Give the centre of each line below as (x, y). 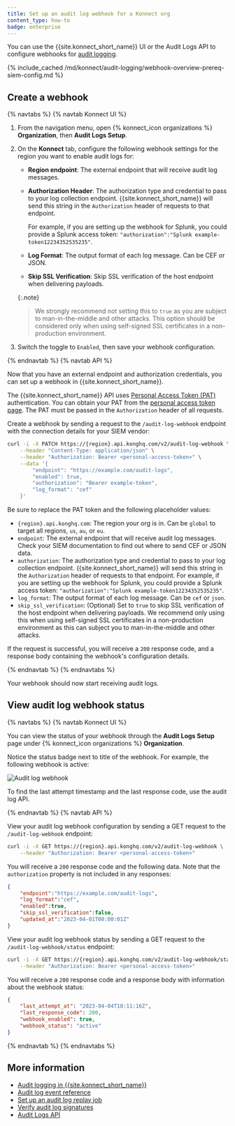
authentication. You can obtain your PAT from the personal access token (111, 403)
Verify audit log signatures (55, 1107)
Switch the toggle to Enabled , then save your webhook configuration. (116, 347)
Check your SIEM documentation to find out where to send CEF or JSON (122, 546)
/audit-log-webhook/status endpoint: (61, 946)
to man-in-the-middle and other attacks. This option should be (125, 319)
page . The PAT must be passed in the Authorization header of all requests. (115, 410)
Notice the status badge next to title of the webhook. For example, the (108, 757)
